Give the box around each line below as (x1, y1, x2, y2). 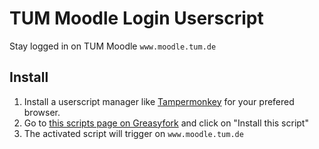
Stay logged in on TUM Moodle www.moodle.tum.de (9, 40, 217, 52)
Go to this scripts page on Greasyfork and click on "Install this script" (23, 117, 309, 129)
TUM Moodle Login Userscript (9, 7, 264, 30)
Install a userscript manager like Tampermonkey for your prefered (23, 95, 295, 107)
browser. (23, 106, 61, 118)
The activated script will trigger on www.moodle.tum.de (23, 127, 244, 139)
